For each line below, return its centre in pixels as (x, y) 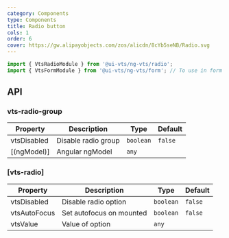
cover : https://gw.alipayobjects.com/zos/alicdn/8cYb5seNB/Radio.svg (109, 45)
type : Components (32, 20)
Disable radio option (94, 202)
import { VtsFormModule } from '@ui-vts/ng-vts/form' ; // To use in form (115, 70)
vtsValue (24, 224)
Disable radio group (88, 141)
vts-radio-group (35, 112)
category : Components (38, 13)
